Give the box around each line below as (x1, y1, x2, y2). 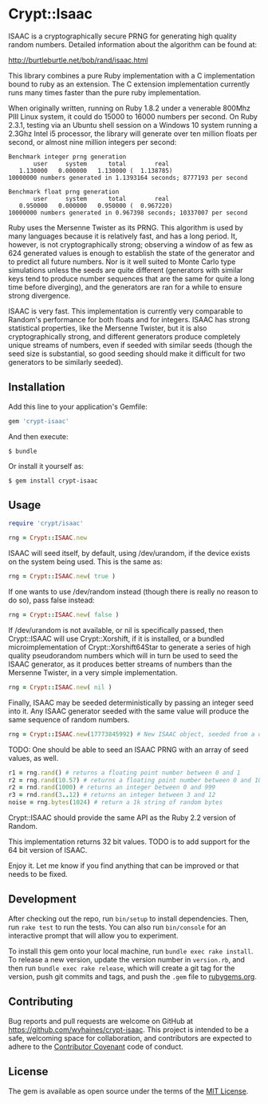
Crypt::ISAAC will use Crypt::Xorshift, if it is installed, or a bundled (8, 634, 225, 643)
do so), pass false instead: (8, 595, 95, 605)
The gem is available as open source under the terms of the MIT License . (8, 1086, 249, 1096)
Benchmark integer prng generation (8, 153, 127, 161)
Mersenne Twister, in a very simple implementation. (8, 667, 178, 677)
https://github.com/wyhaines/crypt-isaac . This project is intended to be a (8, 1025, 249, 1034)
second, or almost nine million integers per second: (8, 137, 177, 146)
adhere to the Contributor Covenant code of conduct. (8, 1042, 183, 1051)
